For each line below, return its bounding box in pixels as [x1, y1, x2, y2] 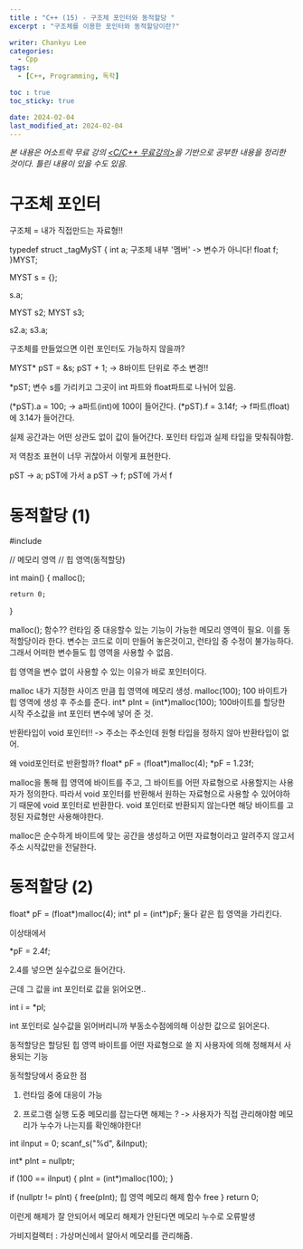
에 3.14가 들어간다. [9, 413, 75, 424]
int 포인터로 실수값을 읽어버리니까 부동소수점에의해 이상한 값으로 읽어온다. [9, 1020, 270, 1032]
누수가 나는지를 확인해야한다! [39, 1120, 142, 1131]
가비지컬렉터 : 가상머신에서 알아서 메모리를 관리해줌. [9, 1230, 193, 1241]
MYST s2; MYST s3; [9, 307, 85, 318]
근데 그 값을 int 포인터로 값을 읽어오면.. [9, 984, 147, 995]
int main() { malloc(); [9, 572, 86, 584]
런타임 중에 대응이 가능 [22, 1090, 103, 1101]
